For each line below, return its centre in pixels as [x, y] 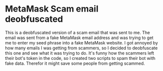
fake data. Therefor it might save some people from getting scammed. [75, 63]
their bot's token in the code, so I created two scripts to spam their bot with [80, 58]
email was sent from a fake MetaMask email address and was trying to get [79, 38]
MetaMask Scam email [52, 9]
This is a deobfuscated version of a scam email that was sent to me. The [78, 32]
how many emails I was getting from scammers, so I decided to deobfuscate [81, 48]
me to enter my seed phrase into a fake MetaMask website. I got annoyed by [81, 43]
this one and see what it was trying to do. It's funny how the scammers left [80, 53]
